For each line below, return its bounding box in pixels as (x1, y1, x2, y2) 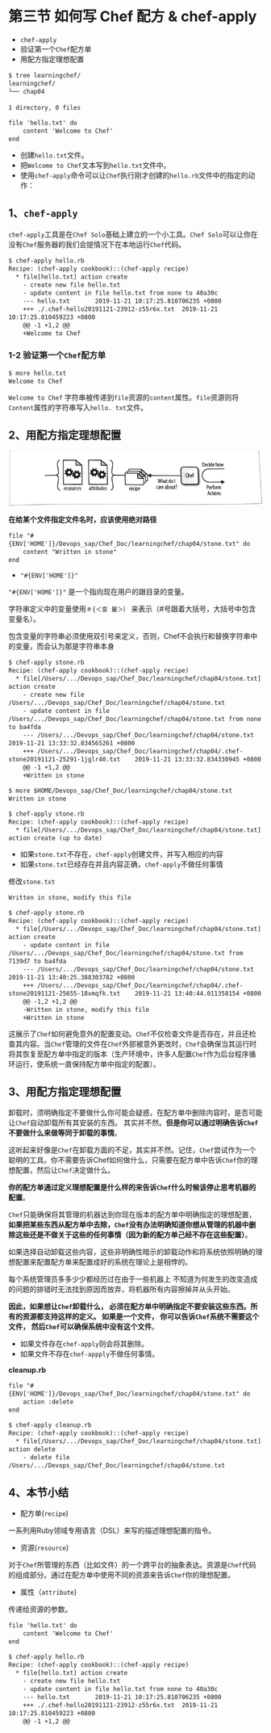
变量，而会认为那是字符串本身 (15, 641, 115, 651)
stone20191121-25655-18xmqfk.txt (8, 989, 121, 997)
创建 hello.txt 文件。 (19, 150, 89, 160)
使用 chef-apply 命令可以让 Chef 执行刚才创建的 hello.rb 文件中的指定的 (19, 170, 248, 180)
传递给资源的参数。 (8, 1605, 73, 1614)
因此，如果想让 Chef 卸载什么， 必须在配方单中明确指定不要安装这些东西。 (8, 1302, 251, 1311)
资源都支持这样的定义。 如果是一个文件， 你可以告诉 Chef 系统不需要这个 (22, 1311, 260, 1321)
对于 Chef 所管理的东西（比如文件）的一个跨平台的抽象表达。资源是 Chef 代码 (8, 1560, 256, 1570)
